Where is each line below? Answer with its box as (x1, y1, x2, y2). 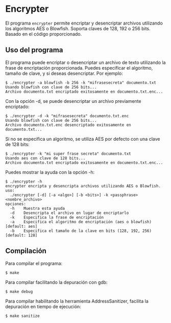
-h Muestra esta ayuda (10, 206, 65, 211)
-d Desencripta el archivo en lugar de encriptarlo (10, 210, 129, 216)
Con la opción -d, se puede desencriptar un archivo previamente (5, 98, 141, 104)
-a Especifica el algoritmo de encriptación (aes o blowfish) (10, 219, 152, 224)
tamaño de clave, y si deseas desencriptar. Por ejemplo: (5, 70, 124, 76)
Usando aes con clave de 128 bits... (5, 156, 86, 161)
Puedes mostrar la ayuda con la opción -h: (5, 169, 95, 175)
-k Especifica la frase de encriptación (10, 214, 104, 220)
